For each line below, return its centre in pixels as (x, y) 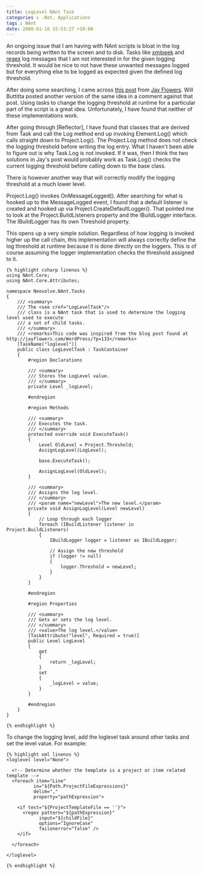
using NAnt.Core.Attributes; (43, 281)
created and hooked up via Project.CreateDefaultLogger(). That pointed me (100, 209)
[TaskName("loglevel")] (47, 345)
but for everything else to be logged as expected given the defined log (95, 72)
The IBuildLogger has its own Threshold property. (68, 222)
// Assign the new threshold (86, 551)
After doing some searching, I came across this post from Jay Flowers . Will (100, 90)
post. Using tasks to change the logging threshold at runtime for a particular (101, 103)
